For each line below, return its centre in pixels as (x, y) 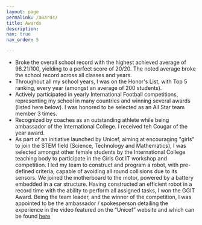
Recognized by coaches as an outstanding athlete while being (92, 120)
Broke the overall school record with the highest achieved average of (101, 62)
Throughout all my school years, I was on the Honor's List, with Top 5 (101, 81)
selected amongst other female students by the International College (100, 152)
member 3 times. (36, 113)
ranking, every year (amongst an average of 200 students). (88, 88)
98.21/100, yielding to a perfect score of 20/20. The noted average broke (105, 69)
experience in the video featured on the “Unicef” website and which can (105, 210)
